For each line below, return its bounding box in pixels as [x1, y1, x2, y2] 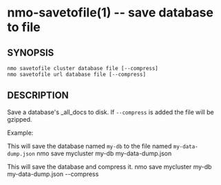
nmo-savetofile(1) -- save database [7, 5, 213, 21]
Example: [7, 129, 34, 137]
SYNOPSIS [7, 47, 54, 58]
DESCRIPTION [7, 89, 69, 101]
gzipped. [7, 115, 32, 123]
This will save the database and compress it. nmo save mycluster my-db [7, 162, 212, 171]
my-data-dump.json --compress [7, 170, 99, 178]
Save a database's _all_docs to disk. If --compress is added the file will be [7, 108, 215, 116]
